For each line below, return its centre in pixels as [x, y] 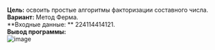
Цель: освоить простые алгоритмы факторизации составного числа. [108, 10]
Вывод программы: [37, 32]
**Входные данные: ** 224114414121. [61, 24]
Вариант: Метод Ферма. [43, 17]
